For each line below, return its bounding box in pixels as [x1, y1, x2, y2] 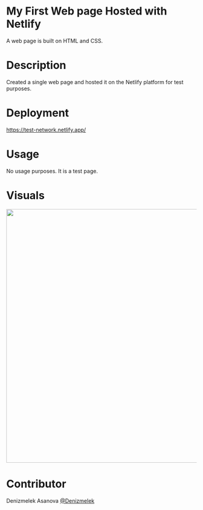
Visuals [6, 188, 45, 202]
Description [6, 59, 66, 72]
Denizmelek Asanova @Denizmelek [6, 497, 95, 504]
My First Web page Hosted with [6, 4, 167, 18]
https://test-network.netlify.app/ [6, 126, 86, 133]
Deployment [6, 106, 69, 120]
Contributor [6, 477, 66, 491]
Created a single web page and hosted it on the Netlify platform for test [6, 78, 184, 85]
